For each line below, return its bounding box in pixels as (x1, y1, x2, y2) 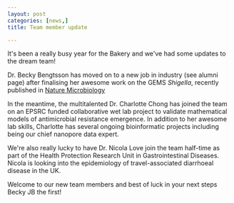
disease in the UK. (7, 167, 61, 175)
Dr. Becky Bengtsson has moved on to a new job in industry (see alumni (7, 71, 219, 79)
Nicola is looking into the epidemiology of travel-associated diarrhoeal (7, 159, 214, 167)
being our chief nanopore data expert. (7, 130, 119, 139)
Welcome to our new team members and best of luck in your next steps (7, 180, 218, 189)
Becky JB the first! (7, 188, 62, 197)
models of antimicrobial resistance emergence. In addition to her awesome (7, 115, 227, 123)
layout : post (7, 10, 46, 18)
